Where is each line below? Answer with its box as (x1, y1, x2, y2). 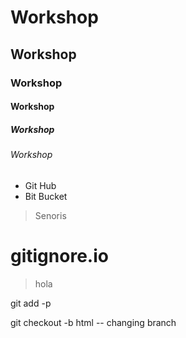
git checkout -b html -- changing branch (10, 316, 177, 328)
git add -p (10, 297, 52, 309)
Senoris (34, 209, 67, 221)
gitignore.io (10, 244, 109, 267)
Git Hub (24, 179, 57, 191)
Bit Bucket (24, 190, 68, 202)
